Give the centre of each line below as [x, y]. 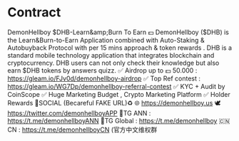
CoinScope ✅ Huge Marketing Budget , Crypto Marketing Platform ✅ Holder [119, 94]
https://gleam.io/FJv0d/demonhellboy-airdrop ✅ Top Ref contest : [104, 78]
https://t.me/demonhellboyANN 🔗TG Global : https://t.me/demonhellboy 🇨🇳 [119, 120]
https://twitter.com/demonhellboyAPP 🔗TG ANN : [79, 113]
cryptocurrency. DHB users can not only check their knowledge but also [113, 63]
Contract [34, 12]
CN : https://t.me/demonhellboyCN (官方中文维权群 [82, 130]
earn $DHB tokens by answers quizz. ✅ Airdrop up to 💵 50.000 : [102, 70]
